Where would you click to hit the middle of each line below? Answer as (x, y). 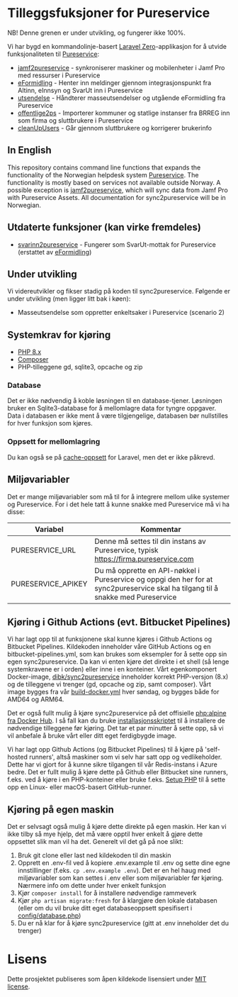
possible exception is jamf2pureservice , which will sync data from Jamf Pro (118, 190)
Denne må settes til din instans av (151, 541)
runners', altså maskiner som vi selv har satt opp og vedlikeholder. (126, 757)
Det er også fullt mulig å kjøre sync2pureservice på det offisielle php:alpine (117, 713)
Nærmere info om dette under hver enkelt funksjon (92, 886)
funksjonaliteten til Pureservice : (53, 54)
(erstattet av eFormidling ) (55, 252)
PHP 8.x (29, 352)
